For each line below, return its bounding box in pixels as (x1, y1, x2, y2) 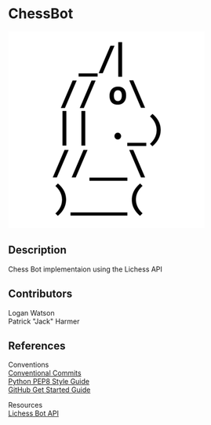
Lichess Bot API (8, 408, 59, 418)
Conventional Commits (8, 368, 82, 378)
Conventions (8, 360, 49, 370)
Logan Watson (8, 308, 55, 317)
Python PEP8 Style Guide (8, 377, 90, 386)
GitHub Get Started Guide (8, 385, 91, 394)
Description (8, 243, 67, 257)
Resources (8, 401, 43, 410)
